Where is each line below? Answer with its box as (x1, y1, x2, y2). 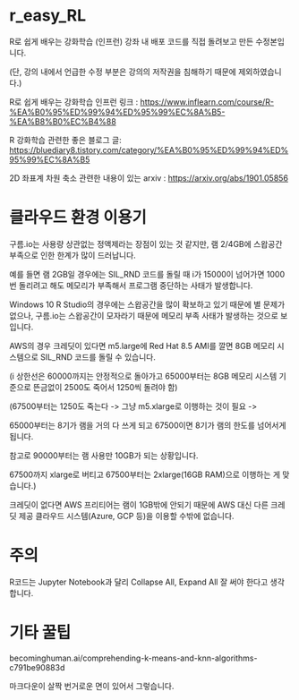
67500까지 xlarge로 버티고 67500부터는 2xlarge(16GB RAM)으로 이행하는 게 (9, 469, 280, 480)
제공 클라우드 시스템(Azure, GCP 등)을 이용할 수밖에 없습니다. (18, 510, 235, 521)
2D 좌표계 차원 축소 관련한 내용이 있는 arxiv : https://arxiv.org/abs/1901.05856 (9, 172, 289, 184)
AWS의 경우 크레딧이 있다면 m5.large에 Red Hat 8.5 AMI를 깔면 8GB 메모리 (9, 340, 276, 351)
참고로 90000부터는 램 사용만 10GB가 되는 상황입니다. (9, 449, 199, 461)
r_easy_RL (9, 5, 87, 26)
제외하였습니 (238, 66, 282, 77)
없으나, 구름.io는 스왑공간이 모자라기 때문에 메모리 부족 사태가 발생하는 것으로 (9, 310, 279, 320)
